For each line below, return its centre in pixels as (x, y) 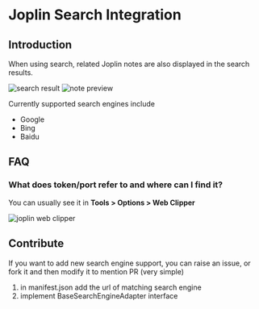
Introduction (40, 45)
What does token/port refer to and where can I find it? (116, 185)
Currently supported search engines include (82, 104)
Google (32, 119)
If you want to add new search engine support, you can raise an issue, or (130, 263)
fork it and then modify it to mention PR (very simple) (96, 271)
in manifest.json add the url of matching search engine (111, 287)
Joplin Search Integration (95, 15)
